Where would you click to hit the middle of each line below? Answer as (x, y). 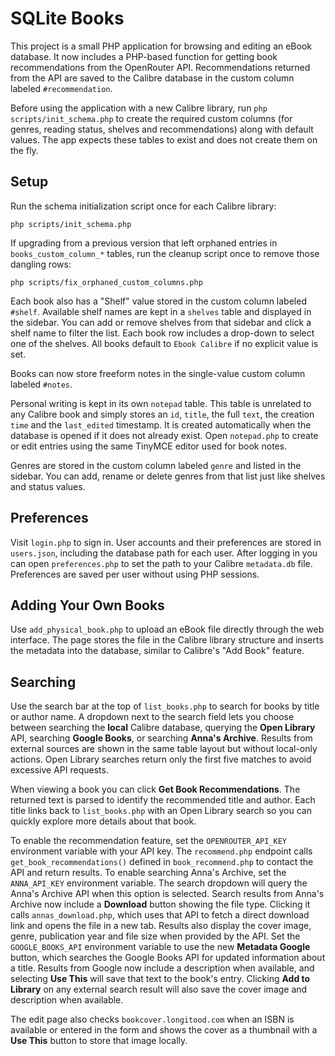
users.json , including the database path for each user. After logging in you (164, 553)
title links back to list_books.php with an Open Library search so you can (161, 811)
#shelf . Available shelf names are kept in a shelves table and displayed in (161, 311)
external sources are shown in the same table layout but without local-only (164, 749)
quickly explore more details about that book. (103, 821)
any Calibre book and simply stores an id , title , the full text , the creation (162, 414)
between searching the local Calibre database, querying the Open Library (163, 728)
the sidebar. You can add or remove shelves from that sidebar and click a (161, 322)
